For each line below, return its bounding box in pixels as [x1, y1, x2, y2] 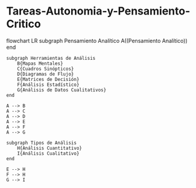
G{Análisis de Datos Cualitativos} [17, 86, 107, 93]
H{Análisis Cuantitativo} [17, 145, 83, 151]
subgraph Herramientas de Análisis [6, 55, 96, 61]
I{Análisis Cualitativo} [17, 150, 80, 157]
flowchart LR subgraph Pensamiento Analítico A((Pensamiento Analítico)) [6, 37, 188, 44]
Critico [6, 17, 41, 31]
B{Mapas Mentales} [17, 60, 63, 66]
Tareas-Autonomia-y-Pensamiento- [6, 4, 191, 18]
